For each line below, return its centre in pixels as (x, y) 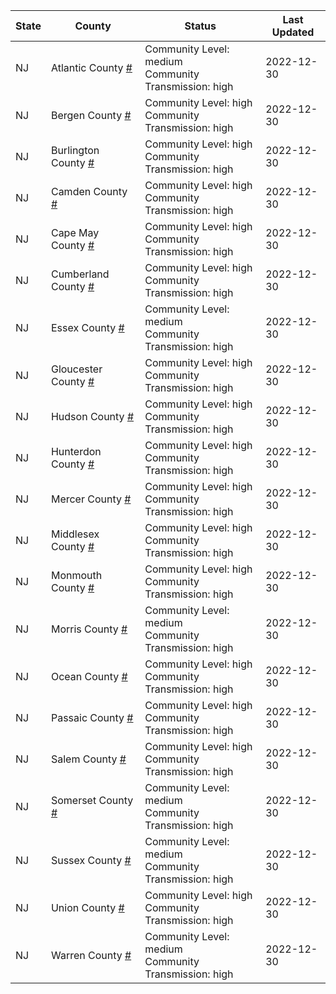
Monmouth (76, 575)
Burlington (75, 150)
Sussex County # (91, 860)
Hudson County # (92, 416)
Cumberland (80, 274)
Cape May (75, 232)
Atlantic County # (91, 67)
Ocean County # (89, 676)
